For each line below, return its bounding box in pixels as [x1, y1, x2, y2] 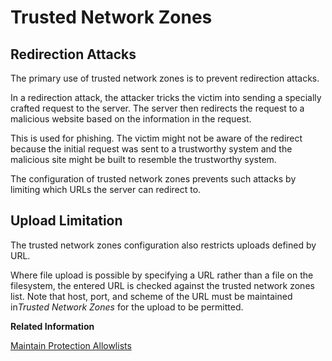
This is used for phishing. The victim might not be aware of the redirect [10, 132, 303, 144]
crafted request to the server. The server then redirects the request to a [10, 102, 305, 114]
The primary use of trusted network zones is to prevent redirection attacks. [10, 72, 320, 84]
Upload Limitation [10, 212, 123, 230]
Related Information [10, 320, 95, 332]
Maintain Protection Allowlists [10, 339, 132, 351]
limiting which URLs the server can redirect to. [10, 184, 202, 195]
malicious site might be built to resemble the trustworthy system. [10, 154, 277, 165]
